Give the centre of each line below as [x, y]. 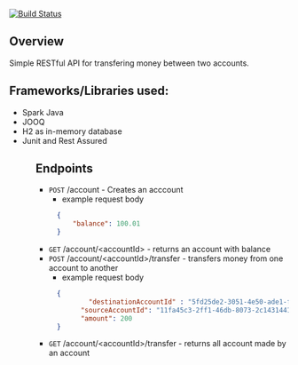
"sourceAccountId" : [116, 310]
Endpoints [64, 169]
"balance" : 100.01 [106, 224]
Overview [37, 41]
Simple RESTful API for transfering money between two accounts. [129, 63]
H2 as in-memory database [72, 131]
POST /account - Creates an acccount [116, 190]
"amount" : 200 [106, 318]
